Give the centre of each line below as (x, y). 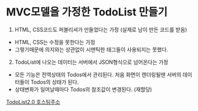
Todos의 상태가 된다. (55, 82)
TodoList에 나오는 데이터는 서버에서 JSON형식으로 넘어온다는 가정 (91, 62)
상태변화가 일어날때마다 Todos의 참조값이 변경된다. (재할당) (83, 89)
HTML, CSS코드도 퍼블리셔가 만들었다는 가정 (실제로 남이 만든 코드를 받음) (101, 30)
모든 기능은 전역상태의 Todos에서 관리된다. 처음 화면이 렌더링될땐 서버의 (98, 74)
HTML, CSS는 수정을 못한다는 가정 (55, 42)
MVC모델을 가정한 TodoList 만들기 (87, 12)
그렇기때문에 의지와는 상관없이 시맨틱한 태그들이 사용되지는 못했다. (91, 49)
